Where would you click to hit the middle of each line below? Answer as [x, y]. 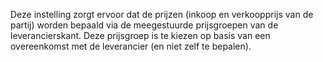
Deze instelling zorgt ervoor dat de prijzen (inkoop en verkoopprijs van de [162, 14]
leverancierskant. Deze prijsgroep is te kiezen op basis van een [140, 35]
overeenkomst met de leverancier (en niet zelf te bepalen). [131, 46]
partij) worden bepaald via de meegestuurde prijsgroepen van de [144, 25]
